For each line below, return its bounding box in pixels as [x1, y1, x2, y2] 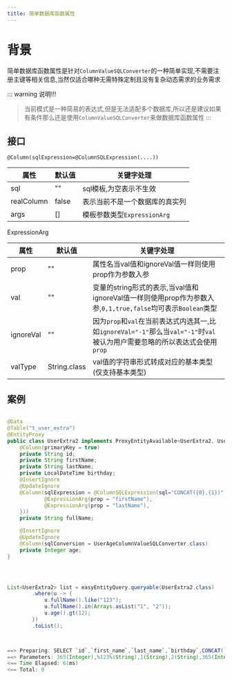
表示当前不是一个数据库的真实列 [82, 197, 186, 206]
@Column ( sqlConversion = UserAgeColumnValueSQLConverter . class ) [19, 540, 209, 547]
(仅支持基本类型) [93, 368, 147, 378]
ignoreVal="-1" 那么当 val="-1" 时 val [99, 327, 216, 337]
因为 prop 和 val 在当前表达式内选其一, [93, 317, 209, 326]
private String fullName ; [19, 515, 95, 522]
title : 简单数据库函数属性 [7, 10, 76, 17]
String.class [48, 362, 86, 371]
